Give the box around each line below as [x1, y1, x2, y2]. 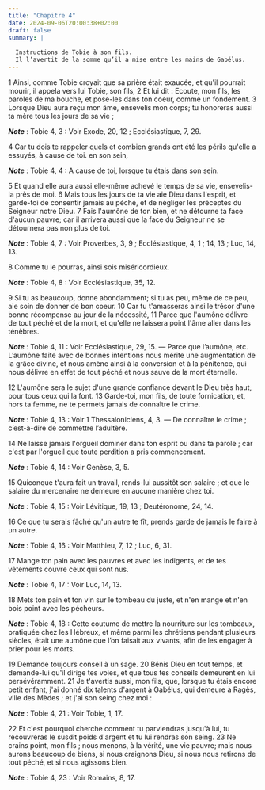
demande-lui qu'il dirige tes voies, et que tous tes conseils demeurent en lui [8, 667, 256, 677]
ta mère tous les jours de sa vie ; [8, 111, 115, 120]
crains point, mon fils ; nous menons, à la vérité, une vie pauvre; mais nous [8, 740, 252, 750]
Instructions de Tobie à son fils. [15, 48, 133, 56]
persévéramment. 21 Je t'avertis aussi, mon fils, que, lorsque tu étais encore [8, 676, 257, 685]
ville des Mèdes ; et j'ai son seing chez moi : [8, 693, 153, 702]
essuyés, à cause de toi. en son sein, [8, 150, 129, 159]
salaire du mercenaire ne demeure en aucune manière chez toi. [8, 486, 214, 495]
